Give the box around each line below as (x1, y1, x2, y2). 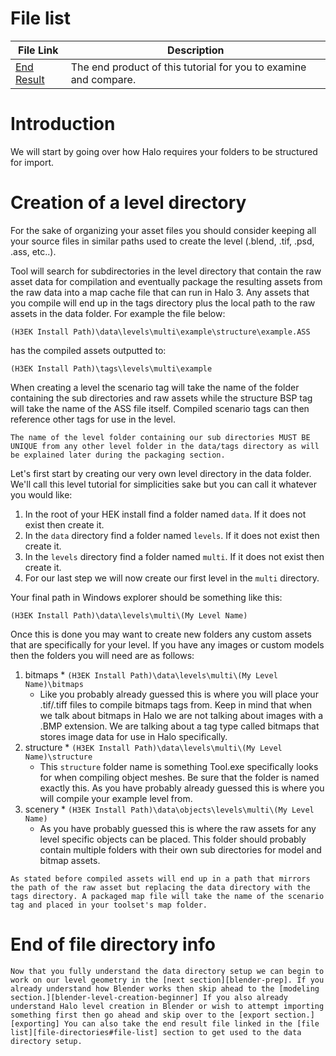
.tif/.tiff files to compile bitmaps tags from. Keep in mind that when (39, 698, 312, 711)
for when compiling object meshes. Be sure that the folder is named (39, 771, 320, 783)
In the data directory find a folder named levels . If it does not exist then (24, 529, 320, 541)
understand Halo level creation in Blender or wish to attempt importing (10, 1001, 325, 1011)
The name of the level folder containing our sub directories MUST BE (10, 432, 311, 442)
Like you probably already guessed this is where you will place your (39, 688, 319, 700)
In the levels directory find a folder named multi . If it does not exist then (24, 550, 325, 562)
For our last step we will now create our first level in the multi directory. (24, 572, 320, 584)
